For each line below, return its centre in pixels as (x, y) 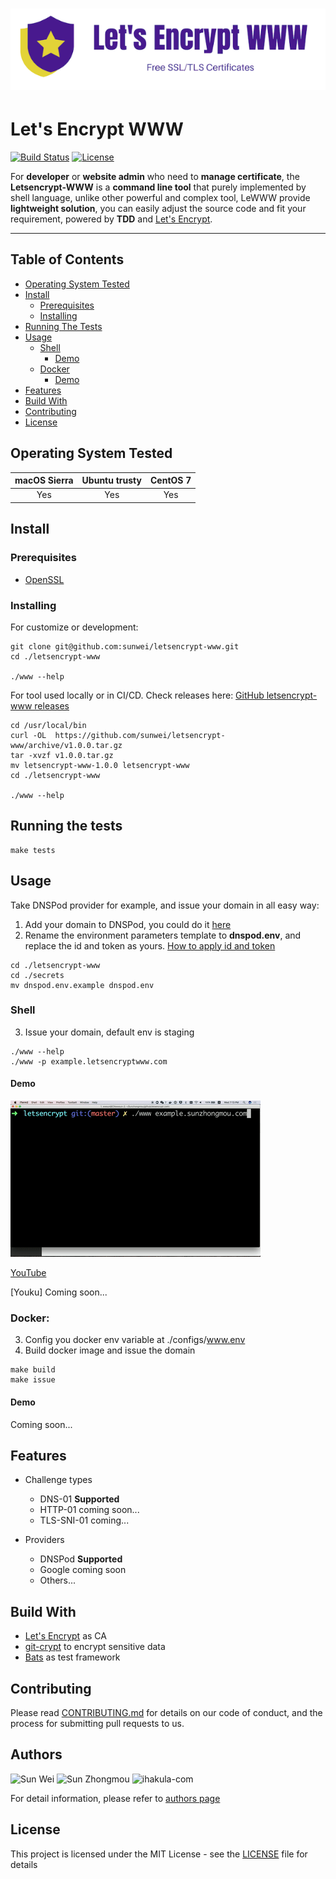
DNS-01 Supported (79, 1499)
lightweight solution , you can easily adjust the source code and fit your (158, 209)
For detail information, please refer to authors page (115, 1798)
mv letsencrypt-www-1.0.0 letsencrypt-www (100, 765)
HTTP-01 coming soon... (89, 1510)
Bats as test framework (72, 1657)
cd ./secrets (37, 975)
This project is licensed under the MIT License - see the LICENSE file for (159, 1854)
